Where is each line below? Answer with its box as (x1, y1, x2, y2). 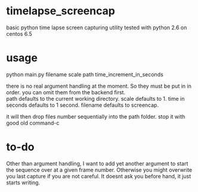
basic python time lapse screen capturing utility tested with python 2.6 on (6, 24, 187, 31)
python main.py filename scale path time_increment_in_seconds (6, 70, 164, 78)
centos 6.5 (6, 30, 32, 37)
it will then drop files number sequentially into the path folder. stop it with (6, 113, 185, 120)
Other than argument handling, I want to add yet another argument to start (6, 160, 188, 167)
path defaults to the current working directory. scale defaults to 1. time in (6, 95, 185, 102)
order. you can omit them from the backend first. (6, 88, 126, 96)
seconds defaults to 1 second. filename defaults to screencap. (6, 101, 159, 109)
